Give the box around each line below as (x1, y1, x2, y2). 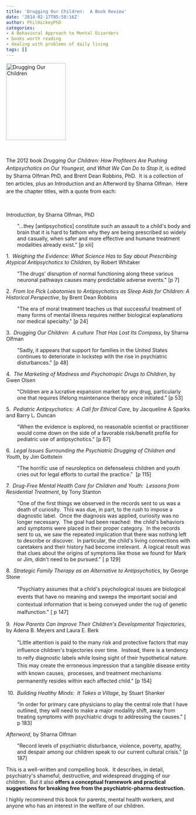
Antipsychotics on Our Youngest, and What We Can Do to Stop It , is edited (6, 165, 186, 172)
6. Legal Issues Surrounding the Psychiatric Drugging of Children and (6, 446, 176, 454)
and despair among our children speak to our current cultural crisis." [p (17, 748, 188, 755)
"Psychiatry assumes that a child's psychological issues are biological (17, 585, 186, 592)
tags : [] (6, 47, 27, 53)
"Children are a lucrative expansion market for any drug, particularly (17, 388, 181, 395)
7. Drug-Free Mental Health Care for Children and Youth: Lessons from (6, 482, 180, 489)
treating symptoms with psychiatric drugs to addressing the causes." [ (17, 713, 186, 720)
